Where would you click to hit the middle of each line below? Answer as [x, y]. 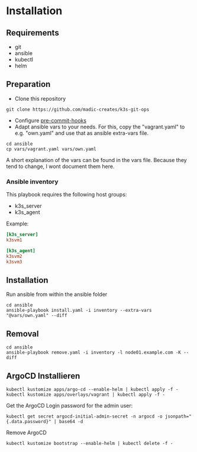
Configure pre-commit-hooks [51, 120]
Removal [22, 333]
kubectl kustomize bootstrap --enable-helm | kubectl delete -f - [90, 443]
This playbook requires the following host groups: [67, 195]
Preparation [28, 84]
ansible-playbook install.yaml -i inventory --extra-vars [79, 311]
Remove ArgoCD [27, 432]
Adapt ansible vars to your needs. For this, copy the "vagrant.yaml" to [100, 127]
